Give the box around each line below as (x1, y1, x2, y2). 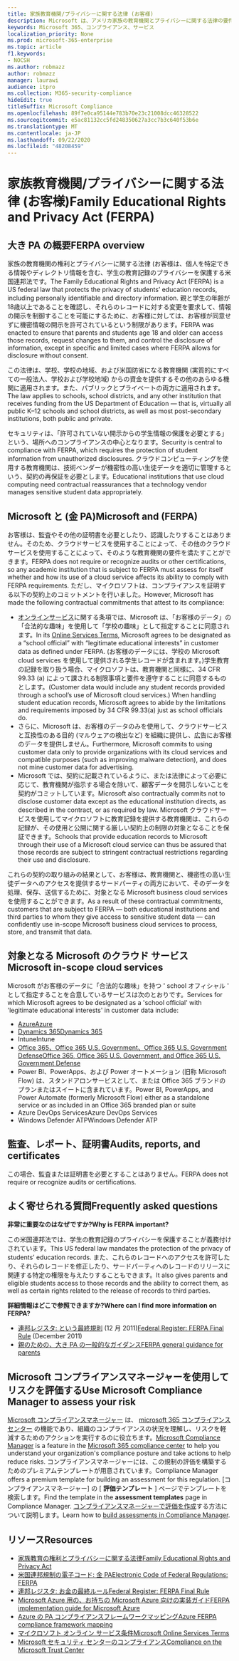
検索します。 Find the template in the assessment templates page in (7, 1493, 208, 1501)
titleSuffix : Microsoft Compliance (7, 103, 113, 110)
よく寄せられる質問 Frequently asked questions (7, 1199, 218, 1212)
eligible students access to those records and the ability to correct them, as (7, 1279, 229, 1288)
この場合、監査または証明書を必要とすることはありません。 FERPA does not (7, 1170, 229, 1178)
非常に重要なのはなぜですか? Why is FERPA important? (7, 1220, 169, 1229)
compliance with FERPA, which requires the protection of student (7, 446, 198, 454)
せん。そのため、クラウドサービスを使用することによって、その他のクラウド (7, 539, 231, 548)
